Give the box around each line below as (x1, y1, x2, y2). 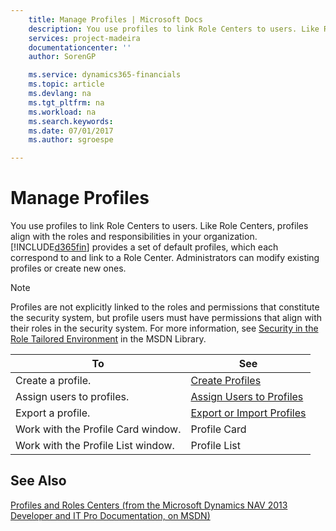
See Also (10, 472, 67, 490)
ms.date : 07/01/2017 (28, 126, 114, 136)
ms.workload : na (28, 107, 97, 117)
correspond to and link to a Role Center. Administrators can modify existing (10, 252, 320, 264)
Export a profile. (15, 406, 91, 420)
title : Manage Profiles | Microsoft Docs (28, 14, 203, 25)
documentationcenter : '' (28, 42, 132, 53)
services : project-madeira (28, 33, 141, 43)
